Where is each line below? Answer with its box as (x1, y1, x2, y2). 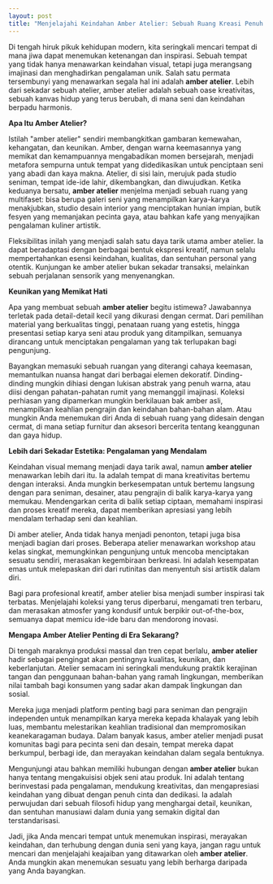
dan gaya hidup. (8, 430, 63, 440)
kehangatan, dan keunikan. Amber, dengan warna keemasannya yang (8, 142, 242, 152)
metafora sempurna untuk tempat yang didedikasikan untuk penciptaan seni (8, 159, 264, 169)
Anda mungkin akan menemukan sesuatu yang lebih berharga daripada (8, 857, 248, 867)
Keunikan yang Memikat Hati (8, 286, 108, 296)
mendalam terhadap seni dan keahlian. (8, 513, 138, 523)
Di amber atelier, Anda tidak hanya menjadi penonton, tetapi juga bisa (8, 529, 241, 539)
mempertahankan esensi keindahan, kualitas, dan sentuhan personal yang (8, 253, 258, 263)
